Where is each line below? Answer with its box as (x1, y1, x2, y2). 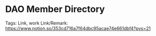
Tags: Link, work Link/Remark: (5, 20, 68, 26)
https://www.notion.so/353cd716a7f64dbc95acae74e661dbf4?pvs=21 (5, 25, 151, 31)
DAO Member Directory (5, 3, 105, 15)
